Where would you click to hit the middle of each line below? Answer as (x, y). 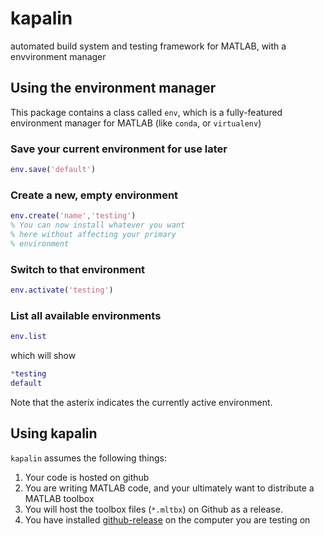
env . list (28, 337)
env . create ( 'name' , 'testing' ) (73, 216)
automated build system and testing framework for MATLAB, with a (148, 46)
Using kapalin (54, 433)
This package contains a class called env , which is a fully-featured (146, 112)
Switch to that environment (78, 269)
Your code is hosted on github (87, 477)
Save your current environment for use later (119, 149)
